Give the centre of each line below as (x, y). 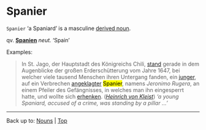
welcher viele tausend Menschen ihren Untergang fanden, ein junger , (109, 77)
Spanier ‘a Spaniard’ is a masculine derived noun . (69, 28)
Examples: (19, 52)
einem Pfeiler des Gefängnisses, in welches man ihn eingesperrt (102, 90)
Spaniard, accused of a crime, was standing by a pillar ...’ (95, 103)
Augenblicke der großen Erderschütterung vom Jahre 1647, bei (101, 70)
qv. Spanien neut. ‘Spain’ (38, 40)
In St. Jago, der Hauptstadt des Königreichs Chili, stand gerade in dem (110, 64)
